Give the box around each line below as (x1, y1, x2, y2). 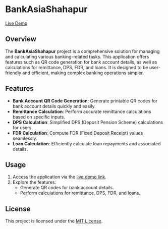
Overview (5, 35, 37, 43)
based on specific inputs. (12, 113, 66, 120)
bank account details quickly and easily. (12, 103, 96, 109)
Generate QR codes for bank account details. (20, 185, 115, 191)
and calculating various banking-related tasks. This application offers (5, 53, 149, 60)
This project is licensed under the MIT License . (5, 218, 103, 224)
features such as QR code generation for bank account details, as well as (5, 59, 157, 65)
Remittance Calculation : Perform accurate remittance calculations (12, 108, 151, 115)
